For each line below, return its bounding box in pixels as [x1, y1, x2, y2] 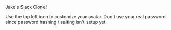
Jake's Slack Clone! [5, 4, 47, 10]
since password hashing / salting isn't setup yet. [5, 19, 108, 25]
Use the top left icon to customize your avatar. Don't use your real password [5, 14, 166, 19]
